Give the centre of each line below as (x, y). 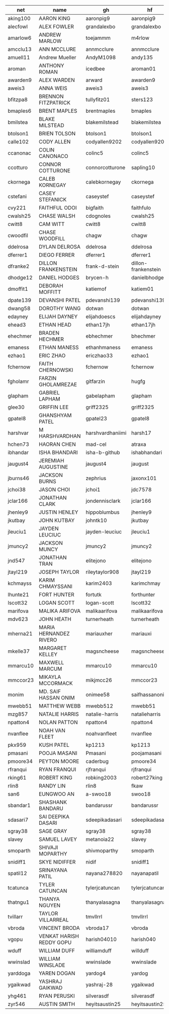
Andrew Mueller (57, 57)
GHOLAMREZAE (58, 384)
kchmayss (20, 583)
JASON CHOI (54, 489)
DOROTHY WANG (60, 308)
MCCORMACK (56, 683)
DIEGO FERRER (57, 255)
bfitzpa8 (18, 99)
